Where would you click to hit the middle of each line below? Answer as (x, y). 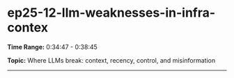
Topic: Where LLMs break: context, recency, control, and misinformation (111, 60)
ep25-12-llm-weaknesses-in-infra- (111, 13)
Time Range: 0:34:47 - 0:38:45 (52, 47)
